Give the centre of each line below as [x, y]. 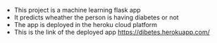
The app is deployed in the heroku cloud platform [85, 25]
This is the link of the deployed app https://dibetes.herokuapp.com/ [112, 32]
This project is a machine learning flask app [77, 10]
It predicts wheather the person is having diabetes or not [96, 17]
